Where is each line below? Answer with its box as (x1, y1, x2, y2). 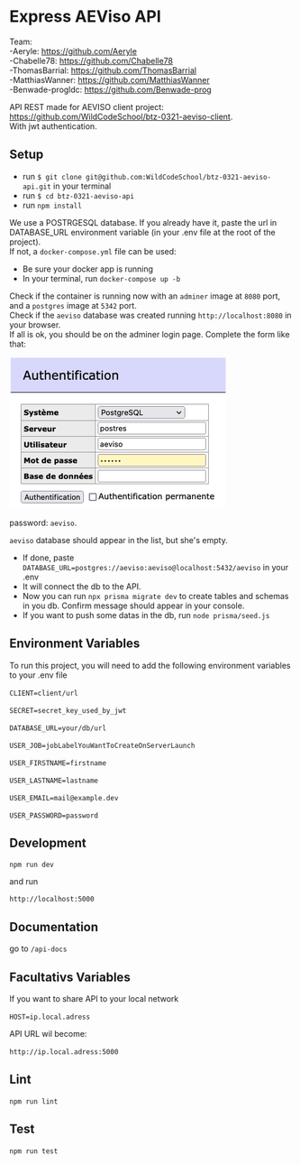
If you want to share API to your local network (9, 994, 179, 1003)
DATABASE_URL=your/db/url (9, 724, 106, 733)
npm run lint (9, 1096, 59, 1106)
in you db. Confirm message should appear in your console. (22, 600, 245, 611)
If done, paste (22, 552, 75, 563)
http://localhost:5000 (9, 895, 95, 904)
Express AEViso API (9, 6, 162, 27)
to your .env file (9, 670, 68, 680)
